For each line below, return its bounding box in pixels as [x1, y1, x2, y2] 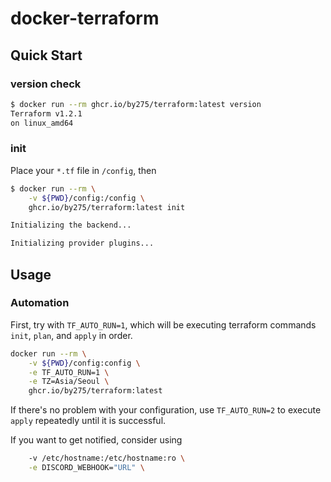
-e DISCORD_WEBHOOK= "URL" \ [28, 463, 145, 473]
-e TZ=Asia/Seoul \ [28, 377, 110, 387]
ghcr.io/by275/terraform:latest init [28, 202, 186, 212]
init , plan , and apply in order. [10, 329, 133, 341]
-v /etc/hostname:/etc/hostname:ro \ [28, 453, 186, 464]
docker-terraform [10, 7, 160, 30]
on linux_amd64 [10, 118, 74, 128]
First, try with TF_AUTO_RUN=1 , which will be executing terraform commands [10, 318, 317, 331]
